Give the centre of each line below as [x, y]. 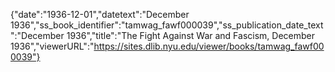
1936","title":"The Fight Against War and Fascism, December [190, 35]
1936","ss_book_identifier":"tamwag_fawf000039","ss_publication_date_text [167, 25]
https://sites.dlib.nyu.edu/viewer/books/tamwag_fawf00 [209, 46]
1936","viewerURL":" [52, 46]
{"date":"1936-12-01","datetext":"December [100, 14]
